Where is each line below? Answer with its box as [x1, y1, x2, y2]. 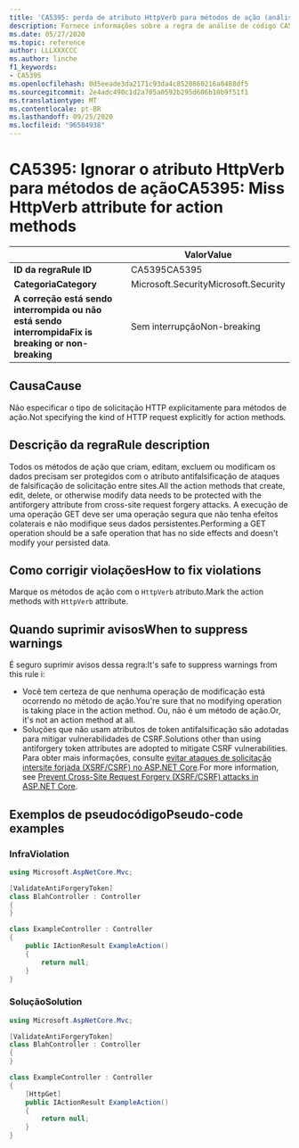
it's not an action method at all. [21, 714, 136, 725]
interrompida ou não [13, 303, 102, 316]
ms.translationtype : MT [9, 95, 98, 105]
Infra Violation [9, 847, 69, 860]
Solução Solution [9, 995, 83, 1008]
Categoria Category [13, 277, 98, 290]
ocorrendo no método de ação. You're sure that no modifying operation [21, 696, 282, 706]
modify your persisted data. [9, 537, 111, 548]
